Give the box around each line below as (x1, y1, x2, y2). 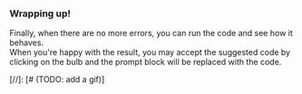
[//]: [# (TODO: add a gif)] (9, 74, 105, 85)
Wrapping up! (9, 7, 71, 20)
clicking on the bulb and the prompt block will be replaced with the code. (9, 57, 282, 68)
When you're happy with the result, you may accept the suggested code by (9, 47, 291, 58)
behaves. (9, 37, 44, 48)
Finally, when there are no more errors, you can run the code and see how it (9, 28, 293, 39)
